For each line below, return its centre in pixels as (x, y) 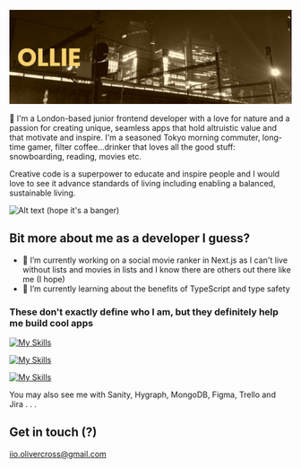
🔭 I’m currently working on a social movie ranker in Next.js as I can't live (155, 260)
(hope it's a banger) (83, 210)
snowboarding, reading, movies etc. (75, 156)
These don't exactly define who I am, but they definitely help (144, 312)
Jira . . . (23, 403)
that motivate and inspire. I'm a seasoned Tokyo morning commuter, (135, 137)
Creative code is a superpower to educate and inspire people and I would (145, 173)
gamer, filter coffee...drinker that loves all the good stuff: (131, 147)
